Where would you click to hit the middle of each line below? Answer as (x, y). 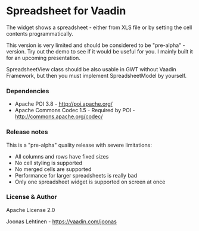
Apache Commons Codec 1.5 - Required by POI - (75, 110)
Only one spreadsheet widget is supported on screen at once (90, 182)
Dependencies (28, 91)
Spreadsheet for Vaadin (66, 11)
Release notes (27, 132)
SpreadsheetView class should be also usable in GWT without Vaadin (91, 69)
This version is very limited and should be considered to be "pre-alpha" (94, 45)
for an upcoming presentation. (43, 58)
